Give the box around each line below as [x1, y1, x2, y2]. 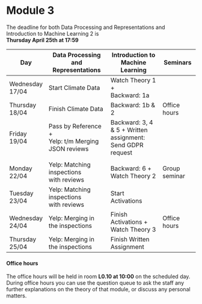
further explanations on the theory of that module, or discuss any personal [6, 286, 191, 293]
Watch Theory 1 [110, 76, 156, 84]
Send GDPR [110, 141, 144, 149]
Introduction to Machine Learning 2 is [6, 30, 99, 37]
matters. [6, 292, 27, 299]
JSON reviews [48, 144, 89, 153]
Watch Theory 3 [110, 225, 156, 233]
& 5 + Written [110, 125, 148, 134]
